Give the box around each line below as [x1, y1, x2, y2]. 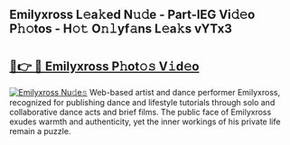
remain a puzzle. [9, 126, 71, 136]
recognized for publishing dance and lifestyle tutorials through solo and [9, 97, 276, 107]
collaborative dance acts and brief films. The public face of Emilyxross [9, 107, 272, 117]
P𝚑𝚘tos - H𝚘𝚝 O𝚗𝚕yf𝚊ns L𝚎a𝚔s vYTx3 [9, 22, 233, 37]
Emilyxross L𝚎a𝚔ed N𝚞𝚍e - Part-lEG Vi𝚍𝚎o [9, 7, 256, 23]
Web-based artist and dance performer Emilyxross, [89, 87, 281, 97]
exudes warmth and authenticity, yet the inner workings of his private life [9, 116, 281, 127]
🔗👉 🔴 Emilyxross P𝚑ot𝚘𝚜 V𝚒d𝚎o [9, 59, 200, 74]
